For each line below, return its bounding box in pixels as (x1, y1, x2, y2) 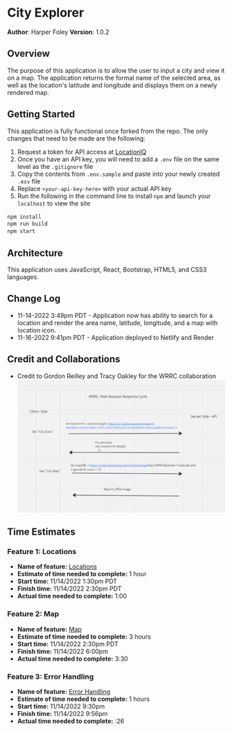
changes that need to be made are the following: (7, 134, 145, 143)
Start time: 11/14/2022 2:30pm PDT (17, 639, 119, 648)
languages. (7, 273, 39, 281)
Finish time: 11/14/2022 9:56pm (17, 710, 108, 718)
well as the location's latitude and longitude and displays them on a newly (7, 81, 217, 89)
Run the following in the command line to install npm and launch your (17, 192, 211, 200)
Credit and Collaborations (7, 353, 121, 365)
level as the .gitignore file (17, 162, 93, 170)
